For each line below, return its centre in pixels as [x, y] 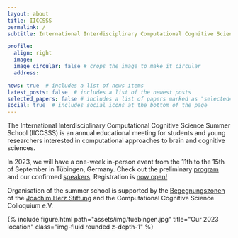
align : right [33, 53]
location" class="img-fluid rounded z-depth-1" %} [80, 227]
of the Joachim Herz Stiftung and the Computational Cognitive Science [111, 198]
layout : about [28, 14]
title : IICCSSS [30, 21]
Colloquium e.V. [30, 205]
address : [27, 73]
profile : [20, 47]
